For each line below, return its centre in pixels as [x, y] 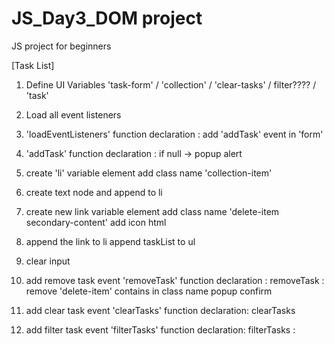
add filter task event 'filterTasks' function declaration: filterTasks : [160, 329]
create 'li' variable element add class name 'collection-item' [149, 173]
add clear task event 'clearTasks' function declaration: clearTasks [160, 310]
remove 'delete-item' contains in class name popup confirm [149, 291]
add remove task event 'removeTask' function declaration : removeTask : [175, 280]
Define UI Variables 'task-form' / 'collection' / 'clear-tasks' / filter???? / [171, 84]
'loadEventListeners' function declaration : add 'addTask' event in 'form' [174, 134]
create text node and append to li [94, 192]
